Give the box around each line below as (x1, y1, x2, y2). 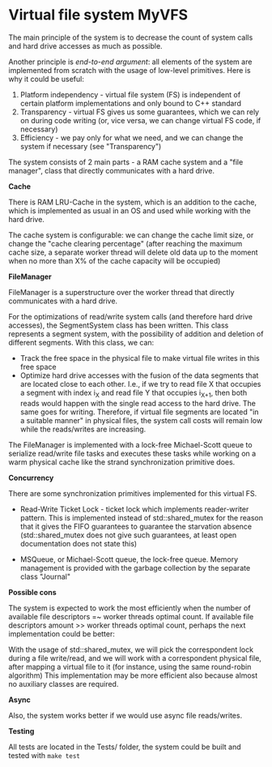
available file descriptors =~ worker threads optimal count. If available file (8, 611, 254, 621)
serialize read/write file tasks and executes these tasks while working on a (8, 448, 257, 458)
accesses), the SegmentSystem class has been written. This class (8, 320, 229, 330)
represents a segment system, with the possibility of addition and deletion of (8, 328, 264, 338)
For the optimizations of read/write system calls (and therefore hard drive (8, 311, 253, 321)
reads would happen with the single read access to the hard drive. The (19, 398, 257, 408)
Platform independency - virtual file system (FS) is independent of (19, 89, 241, 99)
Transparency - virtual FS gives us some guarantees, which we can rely (19, 107, 260, 117)
